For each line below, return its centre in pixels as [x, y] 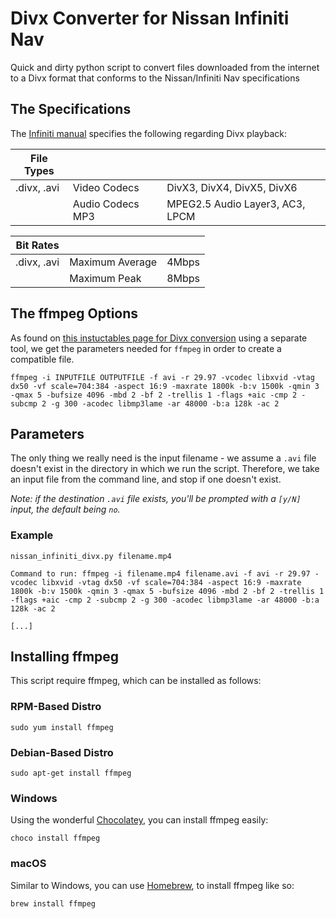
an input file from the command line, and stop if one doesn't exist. [146, 479]
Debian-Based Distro [62, 752]
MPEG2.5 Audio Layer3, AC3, [236, 204]
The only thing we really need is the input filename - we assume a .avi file [163, 458]
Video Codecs [106, 187]
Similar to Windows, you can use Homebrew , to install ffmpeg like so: [152, 885]
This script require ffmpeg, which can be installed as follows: [136, 681]
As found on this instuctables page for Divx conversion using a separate [159, 338]
